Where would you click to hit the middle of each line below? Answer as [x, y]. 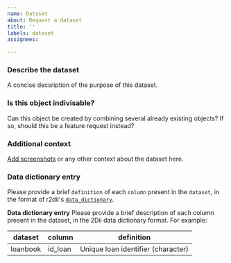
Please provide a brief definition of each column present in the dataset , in [113, 192]
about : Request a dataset [44, 20]
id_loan [59, 249]
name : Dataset [28, 14]
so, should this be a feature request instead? [71, 125]
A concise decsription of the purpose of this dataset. [83, 85]
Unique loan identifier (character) [134, 249]
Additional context [39, 143]
